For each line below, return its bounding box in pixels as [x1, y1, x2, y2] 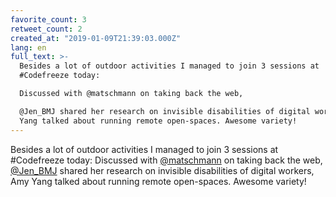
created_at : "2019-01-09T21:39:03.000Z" [10, 33, 182, 43]
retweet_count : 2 [10, 24, 83, 34]
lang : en [10, 42, 47, 53]
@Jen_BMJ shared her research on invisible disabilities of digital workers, [10, 164, 315, 176]
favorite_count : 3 [10, 14, 87, 25]
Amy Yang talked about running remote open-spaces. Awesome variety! [10, 175, 307, 187]
